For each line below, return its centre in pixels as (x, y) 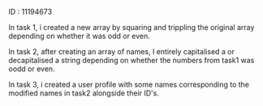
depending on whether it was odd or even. (79, 36)
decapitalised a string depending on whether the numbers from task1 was (131, 60)
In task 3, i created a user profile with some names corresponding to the (129, 85)
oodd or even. (32, 69)
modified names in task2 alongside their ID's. (84, 93)
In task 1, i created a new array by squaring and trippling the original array (131, 27)
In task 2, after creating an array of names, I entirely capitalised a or (122, 51)
